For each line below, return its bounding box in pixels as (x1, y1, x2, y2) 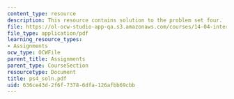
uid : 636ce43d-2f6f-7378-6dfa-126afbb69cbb (7, 82, 136, 89)
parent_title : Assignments (7, 56, 86, 63)
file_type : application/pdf (7, 29, 89, 37)
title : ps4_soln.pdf (7, 75, 68, 82)
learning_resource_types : (7, 36, 82, 43)
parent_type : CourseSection (7, 62, 89, 69)
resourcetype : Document (7, 68, 77, 75)
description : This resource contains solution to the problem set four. (7, 17, 223, 24)
